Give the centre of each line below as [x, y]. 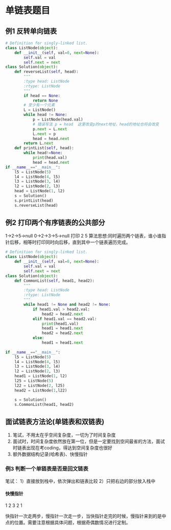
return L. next [39, 143]
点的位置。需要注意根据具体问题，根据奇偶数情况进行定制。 [68, 522]
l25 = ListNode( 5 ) [34, 381]
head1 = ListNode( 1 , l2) [41, 376]
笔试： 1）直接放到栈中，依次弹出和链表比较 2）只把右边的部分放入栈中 [80, 481]
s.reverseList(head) [36, 205]
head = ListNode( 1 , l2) [40, 191]
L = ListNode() [40, 110]
